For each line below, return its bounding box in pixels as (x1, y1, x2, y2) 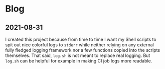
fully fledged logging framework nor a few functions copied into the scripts (5, 47, 160, 53)
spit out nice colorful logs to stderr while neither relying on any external (5, 42, 154, 48)
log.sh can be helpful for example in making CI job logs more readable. (5, 58, 152, 63)
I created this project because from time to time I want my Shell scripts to (5, 36, 156, 42)
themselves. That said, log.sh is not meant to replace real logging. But (5, 52, 150, 58)
